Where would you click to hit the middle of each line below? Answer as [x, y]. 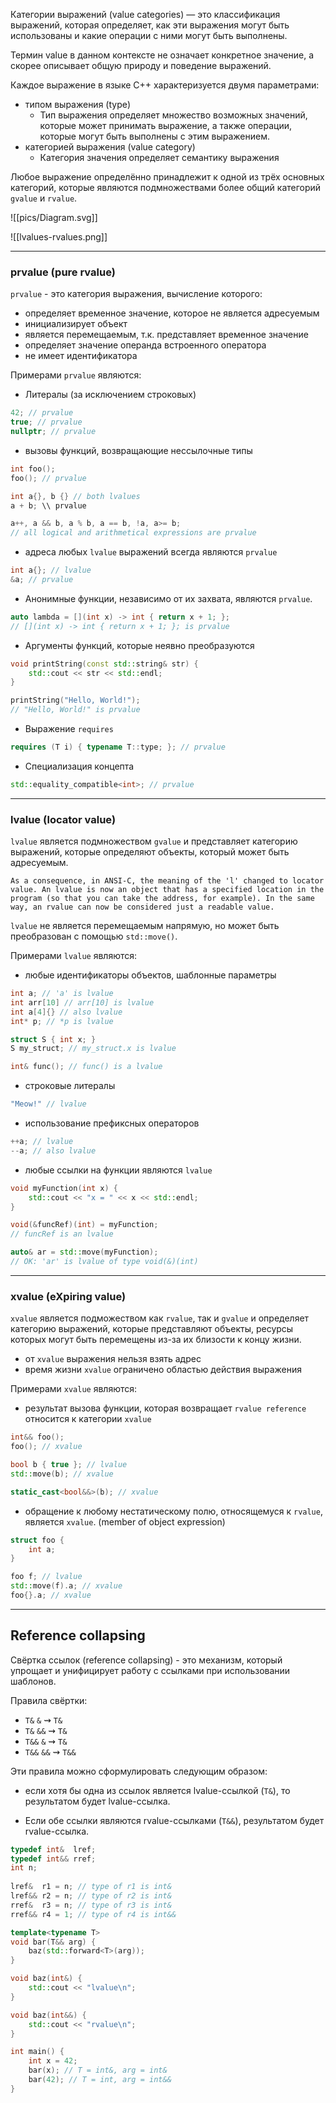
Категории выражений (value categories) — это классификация [145, 14]
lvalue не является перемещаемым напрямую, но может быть [145, 926]
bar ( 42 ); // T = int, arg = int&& [100, 2080]
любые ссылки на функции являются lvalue [118, 1170]
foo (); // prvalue [48, 478]
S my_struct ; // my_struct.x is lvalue [93, 1049]
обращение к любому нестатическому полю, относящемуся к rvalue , [173, 1511]
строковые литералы [70, 1086]
